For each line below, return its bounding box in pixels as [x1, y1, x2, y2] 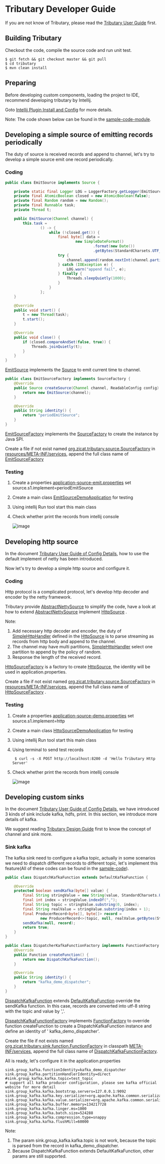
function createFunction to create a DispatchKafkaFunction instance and [5, 1023, 152, 1029]
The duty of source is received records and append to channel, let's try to [5, 151, 155, 157]
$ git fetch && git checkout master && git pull [5, 57, 107, 62]
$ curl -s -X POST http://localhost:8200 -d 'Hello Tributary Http [14, 756, 156, 761]
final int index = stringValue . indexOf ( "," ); [23, 898, 118, 902]
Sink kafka [5, 844, 31, 851]
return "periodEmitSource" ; [23, 413, 80, 418]
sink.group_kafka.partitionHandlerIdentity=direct [5, 1072, 111, 1077]
